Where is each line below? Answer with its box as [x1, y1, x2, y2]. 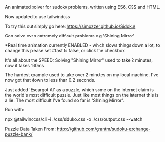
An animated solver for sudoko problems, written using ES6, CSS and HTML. [5, 4, 161, 10]
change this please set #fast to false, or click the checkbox [5, 48, 125, 53]
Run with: [5, 107, 25, 112]
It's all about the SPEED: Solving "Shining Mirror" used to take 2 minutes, [5, 57, 153, 63]
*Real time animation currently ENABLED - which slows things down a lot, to [5, 42, 160, 48]
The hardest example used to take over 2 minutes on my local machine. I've [5, 72, 159, 78]
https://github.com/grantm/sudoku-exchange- [56, 126, 151, 132]
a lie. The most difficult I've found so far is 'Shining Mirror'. [5, 97, 124, 103]
